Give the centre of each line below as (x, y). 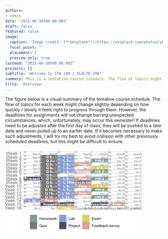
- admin (13, 16)
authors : (14, 10)
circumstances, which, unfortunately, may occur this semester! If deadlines (82, 120)
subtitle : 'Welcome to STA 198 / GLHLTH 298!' (54, 74)
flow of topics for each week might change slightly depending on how (77, 104)
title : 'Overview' (24, 84)
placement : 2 (23, 52)
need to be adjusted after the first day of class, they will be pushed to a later (84, 125)
